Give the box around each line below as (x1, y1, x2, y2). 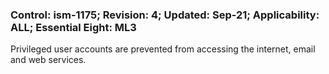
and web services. (10, 54, 87, 66)
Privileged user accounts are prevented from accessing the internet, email (10, 43, 316, 55)
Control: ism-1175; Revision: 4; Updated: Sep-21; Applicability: (10, 8, 320, 22)
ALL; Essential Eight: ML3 (10, 20, 137, 34)
